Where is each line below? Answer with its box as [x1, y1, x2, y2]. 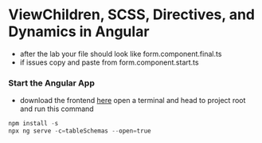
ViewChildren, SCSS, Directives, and [8, 6, 255, 24]
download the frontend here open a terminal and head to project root [19, 96, 246, 105]
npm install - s [8, 120, 59, 128]
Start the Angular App [8, 77, 96, 89]
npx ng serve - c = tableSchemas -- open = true [8, 127, 151, 135]
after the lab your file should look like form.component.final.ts [19, 49, 222, 58]
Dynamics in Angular [8, 22, 150, 41]
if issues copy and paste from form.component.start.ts [19, 58, 199, 67]
